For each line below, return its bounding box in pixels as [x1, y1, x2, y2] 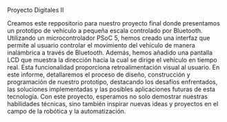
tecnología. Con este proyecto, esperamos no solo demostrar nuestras [7, 92, 208, 101]
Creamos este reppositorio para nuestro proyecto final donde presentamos [7, 19, 221, 27]
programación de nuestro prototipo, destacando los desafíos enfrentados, [7, 78, 218, 85]
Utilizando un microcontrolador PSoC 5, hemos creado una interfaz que [7, 34, 210, 42]
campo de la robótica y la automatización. [7, 107, 126, 115]
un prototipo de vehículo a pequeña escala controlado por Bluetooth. [7, 27, 203, 34]
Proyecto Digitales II [7, 6, 64, 14]
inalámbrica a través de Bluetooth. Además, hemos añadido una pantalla [7, 48, 213, 57]
